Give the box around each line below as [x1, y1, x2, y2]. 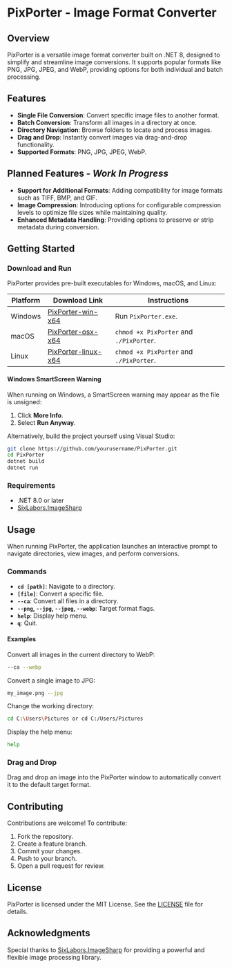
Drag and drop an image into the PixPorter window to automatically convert [7, 773, 222, 781]
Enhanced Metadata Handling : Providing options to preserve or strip [17, 216, 214, 224]
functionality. [17, 140, 55, 149]
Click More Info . [17, 411, 64, 419]
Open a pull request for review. [17, 862, 105, 870]
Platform [11, 296, 41, 305]
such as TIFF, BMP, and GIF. [17, 193, 98, 202]
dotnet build [7, 458, 45, 465]
